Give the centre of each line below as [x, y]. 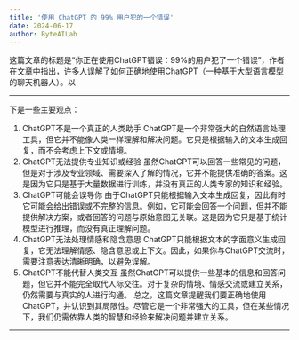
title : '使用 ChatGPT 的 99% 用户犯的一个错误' [92, 17]
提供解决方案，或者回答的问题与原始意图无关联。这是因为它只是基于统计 [154, 217]
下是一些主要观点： [44, 110]
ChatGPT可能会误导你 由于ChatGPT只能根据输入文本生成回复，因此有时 [154, 195]
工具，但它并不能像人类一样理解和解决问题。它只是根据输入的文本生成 [151, 139]
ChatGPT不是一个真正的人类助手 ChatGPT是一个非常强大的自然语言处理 [154, 129]
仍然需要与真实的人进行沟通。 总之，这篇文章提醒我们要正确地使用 [144, 295]
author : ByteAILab [43, 34]
